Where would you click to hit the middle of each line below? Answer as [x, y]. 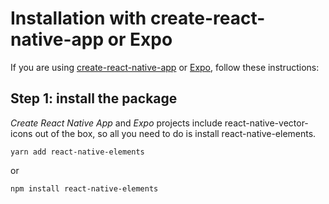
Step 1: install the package [94, 98]
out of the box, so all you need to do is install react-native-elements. [175, 133]
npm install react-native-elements [84, 188]
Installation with [78, 18]
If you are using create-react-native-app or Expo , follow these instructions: [165, 67]
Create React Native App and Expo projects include [116, 123]
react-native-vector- [266, 123]
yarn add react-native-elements [77, 152]
